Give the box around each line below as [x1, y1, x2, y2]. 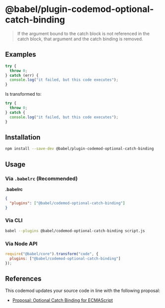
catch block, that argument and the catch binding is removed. [17, 36, 143, 42]
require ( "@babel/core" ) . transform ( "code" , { [5, 251, 99, 256]
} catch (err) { [5, 73, 39, 78]
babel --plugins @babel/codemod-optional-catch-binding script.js [5, 228, 145, 233]
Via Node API [5, 240, 38, 247]
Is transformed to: [5, 91, 42, 97]
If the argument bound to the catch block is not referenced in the [17, 30, 150, 36]
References [5, 274, 42, 283]
